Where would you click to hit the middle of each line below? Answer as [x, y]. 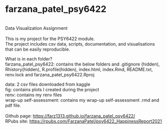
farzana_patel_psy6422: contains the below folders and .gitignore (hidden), [83, 64]
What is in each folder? [29, 59]
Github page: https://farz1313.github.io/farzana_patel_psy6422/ [70, 116]
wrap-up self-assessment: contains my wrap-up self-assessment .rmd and [82, 100]
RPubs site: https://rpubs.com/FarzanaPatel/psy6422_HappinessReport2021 [83, 121]
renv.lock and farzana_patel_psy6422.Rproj [50, 74]
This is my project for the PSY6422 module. [50, 39]
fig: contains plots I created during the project [52, 89]
